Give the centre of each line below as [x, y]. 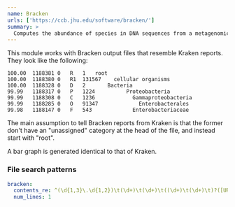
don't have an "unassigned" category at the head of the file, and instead [111, 131]
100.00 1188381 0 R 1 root [58, 73]
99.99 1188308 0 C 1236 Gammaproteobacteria [100, 98]
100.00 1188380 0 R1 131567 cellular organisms [89, 80]
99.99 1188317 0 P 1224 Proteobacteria [89, 92]
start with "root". [31, 138]
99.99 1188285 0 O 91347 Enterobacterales [98, 104]
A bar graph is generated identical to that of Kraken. [82, 152]
